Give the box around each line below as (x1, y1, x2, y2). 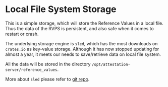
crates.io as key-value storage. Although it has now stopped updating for (5, 46, 159, 52)
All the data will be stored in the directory (5, 61, 91, 67)
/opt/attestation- (91, 62, 130, 67)
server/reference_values (5, 67, 58, 72)
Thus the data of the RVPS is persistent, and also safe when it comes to (5, 25, 154, 31)
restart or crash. (5, 31, 39, 37)
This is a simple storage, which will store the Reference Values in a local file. (5, 20, 164, 26)
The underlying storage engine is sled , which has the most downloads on (5, 40, 158, 46)
